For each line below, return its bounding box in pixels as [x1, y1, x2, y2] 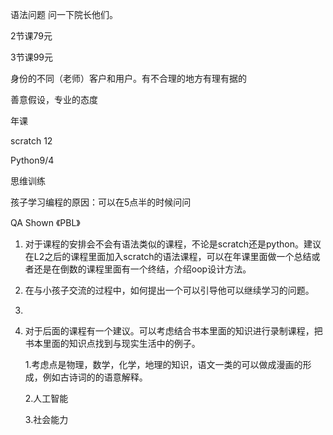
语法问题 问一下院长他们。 [10, 9, 118, 20]
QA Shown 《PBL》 [10, 217, 81, 228]
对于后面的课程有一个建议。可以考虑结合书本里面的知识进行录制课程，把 [24, 325, 323, 337]
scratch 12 [10, 135, 53, 147]
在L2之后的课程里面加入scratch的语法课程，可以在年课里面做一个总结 [24, 251, 312, 262]
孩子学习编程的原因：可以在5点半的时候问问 [10, 196, 192, 208]
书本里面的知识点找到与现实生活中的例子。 [24, 338, 201, 349]
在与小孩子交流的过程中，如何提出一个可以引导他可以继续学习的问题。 [24, 284, 315, 296]
